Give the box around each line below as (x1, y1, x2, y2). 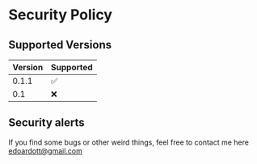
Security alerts (8, 116, 85, 130)
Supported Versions (8, 38, 112, 52)
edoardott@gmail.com (8, 145, 82, 155)
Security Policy (8, 6, 113, 24)
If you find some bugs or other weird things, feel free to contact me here (8, 137, 249, 147)
